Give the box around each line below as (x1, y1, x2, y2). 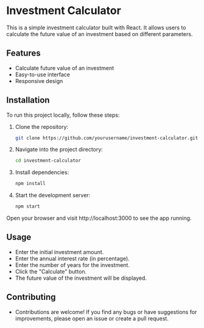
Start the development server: (15, 192, 91, 199)
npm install (15, 181, 46, 187)
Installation (6, 95, 50, 106)
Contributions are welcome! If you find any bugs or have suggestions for (15, 308, 197, 315)
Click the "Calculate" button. (15, 268, 87, 275)
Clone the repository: (15, 123, 69, 130)
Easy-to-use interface (15, 71, 71, 78)
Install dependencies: (15, 169, 69, 176)
